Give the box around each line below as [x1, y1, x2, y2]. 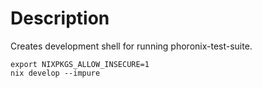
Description [10, 7, 110, 30]
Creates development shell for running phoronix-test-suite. [10, 40, 253, 52]
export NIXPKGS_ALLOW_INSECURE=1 [10, 59, 150, 69]
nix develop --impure [10, 68, 101, 78]
